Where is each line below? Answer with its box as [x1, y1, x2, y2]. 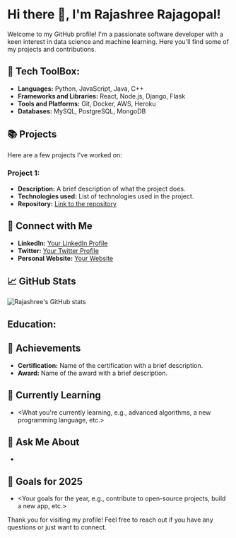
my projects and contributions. [7, 45, 97, 53]
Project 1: [7, 168, 40, 178]
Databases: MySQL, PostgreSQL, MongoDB [17, 106, 146, 116]
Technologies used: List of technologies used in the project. [17, 191, 194, 201]
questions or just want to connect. [7, 523, 107, 532]
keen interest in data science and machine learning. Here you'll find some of [7, 37, 230, 45]
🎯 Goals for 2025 [7, 475, 83, 488]
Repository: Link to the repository [17, 199, 117, 208]
